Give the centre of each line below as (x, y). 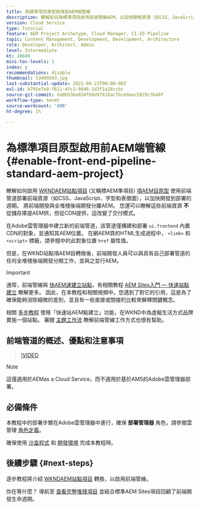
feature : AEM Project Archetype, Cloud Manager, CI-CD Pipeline (87, 34)
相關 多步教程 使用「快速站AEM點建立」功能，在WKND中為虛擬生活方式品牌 (100, 313)
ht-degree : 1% (24, 111)
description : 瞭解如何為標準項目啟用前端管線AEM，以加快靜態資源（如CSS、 (89, 17)
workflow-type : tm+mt (33, 100)
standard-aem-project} (65, 174)
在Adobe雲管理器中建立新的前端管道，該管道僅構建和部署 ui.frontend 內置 (98, 226)
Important (18, 273)
